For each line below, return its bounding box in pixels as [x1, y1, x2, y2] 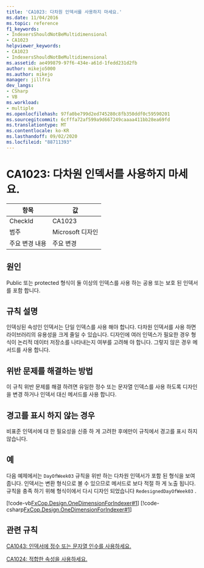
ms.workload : [6, 99, 40, 105]
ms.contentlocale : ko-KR [6, 128, 69, 134]
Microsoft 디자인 [52, 228, 99, 236]
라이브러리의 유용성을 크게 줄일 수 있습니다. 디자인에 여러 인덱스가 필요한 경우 [6, 331, 190, 338]
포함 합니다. [12, 287, 41, 294]
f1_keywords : [6, 26, 40, 32]
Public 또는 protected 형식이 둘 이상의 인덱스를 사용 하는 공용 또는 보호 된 [6, 279, 182, 286]
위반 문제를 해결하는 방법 [6, 366, 93, 376]
